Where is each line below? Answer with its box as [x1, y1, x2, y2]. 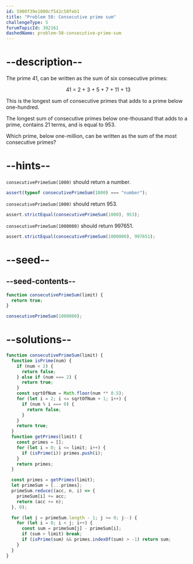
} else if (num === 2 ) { [16, 374, 77, 380]
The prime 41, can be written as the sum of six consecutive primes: [6, 75, 168, 82]
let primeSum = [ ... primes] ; [11, 483, 82, 489]
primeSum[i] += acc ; [16, 493, 67, 499]
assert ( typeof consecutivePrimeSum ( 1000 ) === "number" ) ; [6, 190, 148, 196]
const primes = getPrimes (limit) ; [11, 477, 95, 483]
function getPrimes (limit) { [11, 434, 82, 440]
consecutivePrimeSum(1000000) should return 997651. [6, 222, 133, 229]
